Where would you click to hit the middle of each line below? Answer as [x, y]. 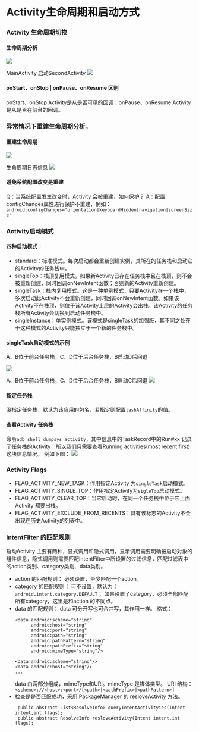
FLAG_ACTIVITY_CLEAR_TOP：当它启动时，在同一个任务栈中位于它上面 [102, 498]
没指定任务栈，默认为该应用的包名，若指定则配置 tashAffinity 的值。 [90, 410]
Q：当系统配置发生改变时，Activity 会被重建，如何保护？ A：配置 [86, 196]
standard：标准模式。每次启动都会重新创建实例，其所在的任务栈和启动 [101, 261]
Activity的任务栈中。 [45, 268]
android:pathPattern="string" [68, 641]
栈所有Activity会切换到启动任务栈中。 [61, 312]
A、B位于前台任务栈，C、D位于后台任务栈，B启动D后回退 [77, 357]
